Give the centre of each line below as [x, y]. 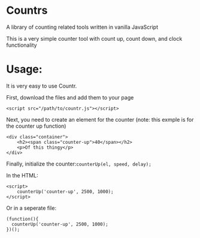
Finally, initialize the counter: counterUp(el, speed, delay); [79, 164]
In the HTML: [22, 175]
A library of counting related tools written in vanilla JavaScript [82, 27]
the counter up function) [36, 126]
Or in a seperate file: [31, 208]
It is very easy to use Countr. [42, 86]
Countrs [27, 10]
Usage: [25, 69]
